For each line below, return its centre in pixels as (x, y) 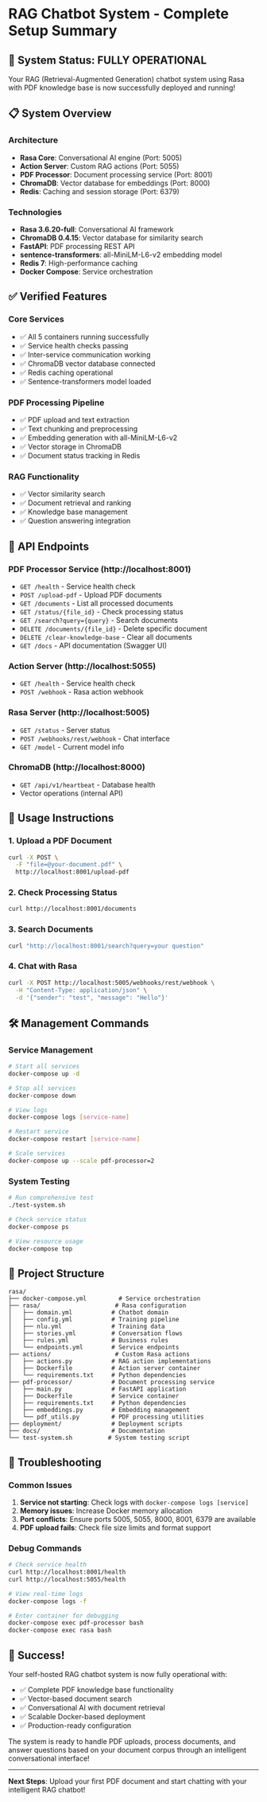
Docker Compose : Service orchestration (86, 271)
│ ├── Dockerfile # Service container (94, 1396)
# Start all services (44, 1067)
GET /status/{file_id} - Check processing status (102, 611)
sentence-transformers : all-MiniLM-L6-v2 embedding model (121, 255)
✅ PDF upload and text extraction (74, 419)
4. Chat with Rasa (43, 966)
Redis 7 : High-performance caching (79, 263)
